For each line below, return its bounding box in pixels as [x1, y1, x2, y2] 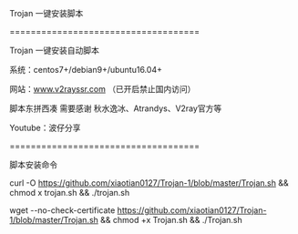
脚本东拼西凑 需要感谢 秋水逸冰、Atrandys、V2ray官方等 [9, 103, 222, 114]
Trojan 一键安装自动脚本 [9, 45, 100, 56]
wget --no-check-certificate [9, 205, 116, 216]
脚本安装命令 [9, 159, 57, 170]
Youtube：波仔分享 [9, 122, 81, 133]
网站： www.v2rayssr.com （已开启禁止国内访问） [9, 84, 196, 94]
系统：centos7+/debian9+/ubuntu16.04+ [9, 65, 162, 75]
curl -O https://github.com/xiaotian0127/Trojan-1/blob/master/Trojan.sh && [9, 178, 289, 188]
